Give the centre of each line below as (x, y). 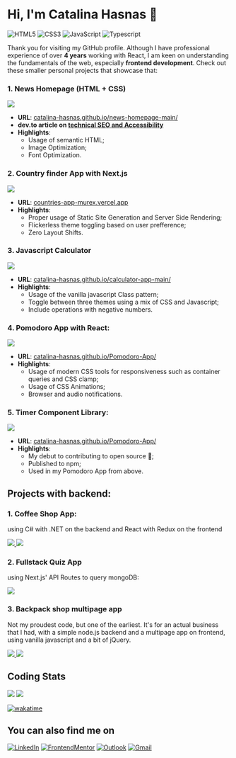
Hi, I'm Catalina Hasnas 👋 (82, 15)
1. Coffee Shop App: (42, 514)
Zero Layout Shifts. (55, 232)
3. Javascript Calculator (49, 251)
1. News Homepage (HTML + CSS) (67, 89)
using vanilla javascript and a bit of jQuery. (69, 640)
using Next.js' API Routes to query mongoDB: (73, 577)
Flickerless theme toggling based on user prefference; (107, 225)
